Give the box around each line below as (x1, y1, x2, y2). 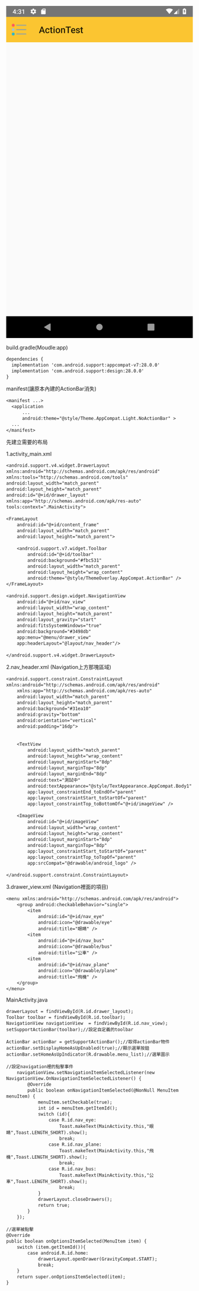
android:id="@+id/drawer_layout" (6, 492, 89, 498)
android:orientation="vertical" (17, 718, 97, 723)
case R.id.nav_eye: (48, 1117, 97, 1123)
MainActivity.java (6, 996, 48, 1003)
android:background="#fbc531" (27, 557, 102, 563)
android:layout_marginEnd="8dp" (27, 771, 108, 777)
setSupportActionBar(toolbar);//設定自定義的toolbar (6, 1027, 134, 1032)
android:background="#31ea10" (17, 706, 92, 712)
